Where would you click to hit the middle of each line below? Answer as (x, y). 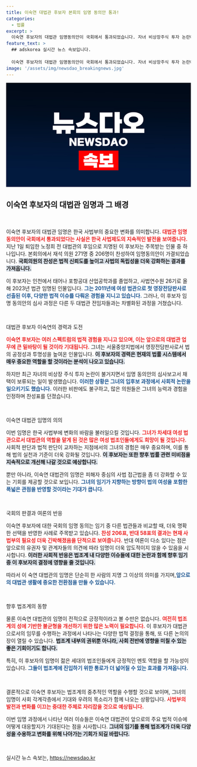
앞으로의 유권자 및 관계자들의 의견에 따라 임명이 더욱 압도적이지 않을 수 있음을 (94, 547)
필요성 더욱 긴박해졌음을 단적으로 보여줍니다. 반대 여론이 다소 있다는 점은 (104, 540)
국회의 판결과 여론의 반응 (34, 513)
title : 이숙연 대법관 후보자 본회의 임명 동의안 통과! (63, 12)
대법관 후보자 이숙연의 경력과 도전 (45, 327)
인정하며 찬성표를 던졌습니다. (39, 396)
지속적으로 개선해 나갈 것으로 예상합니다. (52, 461)
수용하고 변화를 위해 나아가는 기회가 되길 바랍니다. (73, 733)
